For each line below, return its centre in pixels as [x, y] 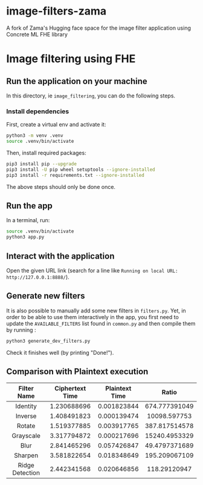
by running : [21, 330]
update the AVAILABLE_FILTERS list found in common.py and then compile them [101, 323]
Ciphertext [70, 389]
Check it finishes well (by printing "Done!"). [60, 352]
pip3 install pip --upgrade [42, 164]
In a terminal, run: [28, 220]
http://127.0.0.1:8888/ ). [38, 277]
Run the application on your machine [77, 81]
